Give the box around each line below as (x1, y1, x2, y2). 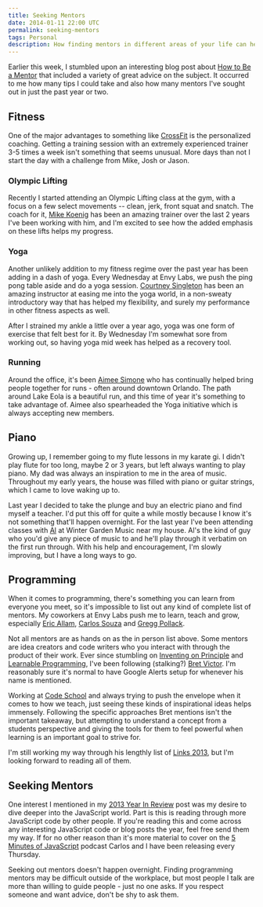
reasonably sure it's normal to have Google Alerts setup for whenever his (8, 668, 244, 677)
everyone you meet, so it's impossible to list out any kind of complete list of (8, 602, 252, 612)
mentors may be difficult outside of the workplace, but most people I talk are (8, 873, 255, 883)
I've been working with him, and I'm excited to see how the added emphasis (8, 218, 253, 228)
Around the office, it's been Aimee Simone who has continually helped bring (8, 374, 254, 384)
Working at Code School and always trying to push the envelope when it (8, 691, 241, 701)
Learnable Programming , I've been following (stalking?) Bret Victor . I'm (8, 659, 236, 668)
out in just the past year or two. (8, 87, 109, 97)
